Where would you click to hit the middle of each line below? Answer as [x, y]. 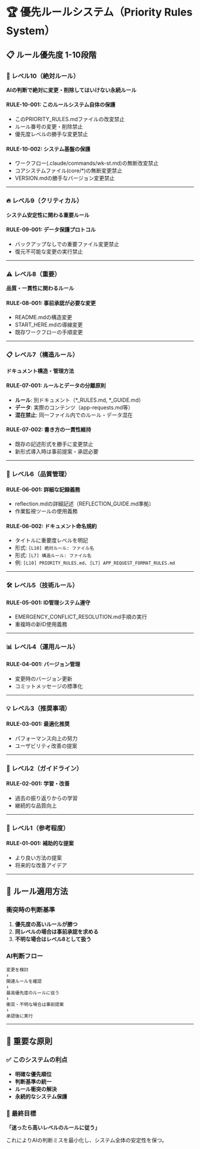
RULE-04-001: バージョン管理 [43, 664]
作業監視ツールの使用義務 [46, 512]
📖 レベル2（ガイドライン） [44, 768]
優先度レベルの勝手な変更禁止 [51, 134]
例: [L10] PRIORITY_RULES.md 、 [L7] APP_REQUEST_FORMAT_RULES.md [95, 563]
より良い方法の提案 [38, 858]
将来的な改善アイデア [41, 865]
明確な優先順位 [33, 1074]
